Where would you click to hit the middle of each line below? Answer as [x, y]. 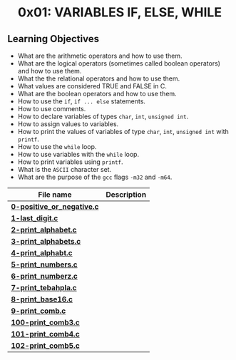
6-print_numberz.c [45, 276]
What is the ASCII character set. [65, 169]
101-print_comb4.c [45, 334]
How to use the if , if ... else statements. [82, 101]
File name [55, 195]
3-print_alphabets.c [46, 241]
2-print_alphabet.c [44, 230]
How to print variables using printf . [70, 162]
